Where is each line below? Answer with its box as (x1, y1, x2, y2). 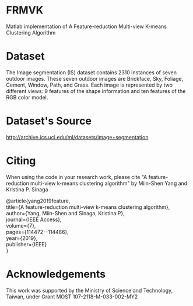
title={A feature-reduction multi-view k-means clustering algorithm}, (6, 203, 170, 211)
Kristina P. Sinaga (6, 185, 48, 193)
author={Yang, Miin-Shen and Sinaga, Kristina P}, (6, 209, 125, 216)
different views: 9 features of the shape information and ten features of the (6, 87, 186, 94)
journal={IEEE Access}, (6, 216, 62, 223)
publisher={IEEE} (6, 240, 47, 247)
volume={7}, (6, 222, 36, 229)
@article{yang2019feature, (6, 197, 71, 204)
